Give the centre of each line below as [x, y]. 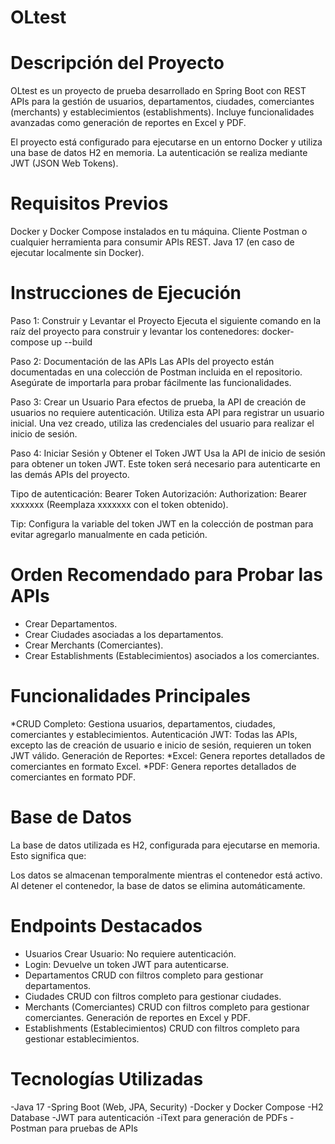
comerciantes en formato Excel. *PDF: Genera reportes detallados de [153, 766]
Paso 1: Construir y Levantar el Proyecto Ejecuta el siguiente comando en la [166, 320]
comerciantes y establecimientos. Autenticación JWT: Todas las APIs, [154, 734]
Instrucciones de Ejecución [126, 293]
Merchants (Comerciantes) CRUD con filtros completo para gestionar [167, 1007]
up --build [72, 342]
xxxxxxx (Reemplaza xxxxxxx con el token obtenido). [119, 504]
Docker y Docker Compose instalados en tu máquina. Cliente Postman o [159, 232]
